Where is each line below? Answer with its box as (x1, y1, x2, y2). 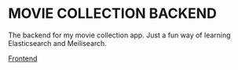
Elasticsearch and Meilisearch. (8, 38, 108, 47)
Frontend (8, 54, 38, 63)
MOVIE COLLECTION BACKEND (8, 5, 218, 23)
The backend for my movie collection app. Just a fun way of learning (8, 30, 231, 40)
